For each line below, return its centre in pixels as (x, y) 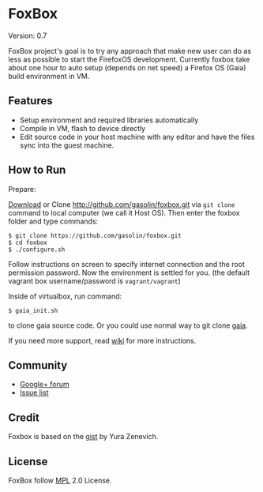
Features (30, 101)
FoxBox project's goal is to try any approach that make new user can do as (130, 51)
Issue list (34, 392)
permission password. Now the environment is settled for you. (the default (129, 272)
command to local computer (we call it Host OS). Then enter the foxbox (124, 212)
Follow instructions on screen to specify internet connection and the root (126, 264)
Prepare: (22, 189)
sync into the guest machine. (67, 145)
